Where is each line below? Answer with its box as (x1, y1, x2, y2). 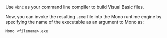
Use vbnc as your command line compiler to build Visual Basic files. (5, 4, 144, 10)
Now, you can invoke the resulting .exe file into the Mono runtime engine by (5, 14, 162, 19)
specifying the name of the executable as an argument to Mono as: (5, 19, 144, 25)
